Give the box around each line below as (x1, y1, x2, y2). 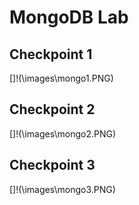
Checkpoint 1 (9, 46, 93, 63)
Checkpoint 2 (9, 101, 96, 118)
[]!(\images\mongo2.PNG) (9, 127, 117, 140)
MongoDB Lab (9, 6, 129, 29)
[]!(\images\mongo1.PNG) (9, 72, 114, 84)
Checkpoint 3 (9, 157, 96, 174)
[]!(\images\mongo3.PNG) (9, 183, 116, 195)
